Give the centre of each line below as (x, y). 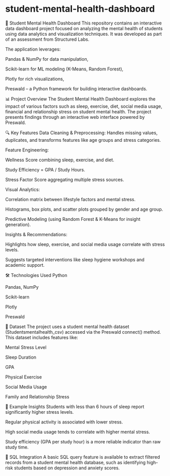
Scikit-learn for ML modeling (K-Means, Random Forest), (64, 69)
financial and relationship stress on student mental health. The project (78, 111)
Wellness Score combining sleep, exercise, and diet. (60, 160)
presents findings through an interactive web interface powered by (75, 117)
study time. (17, 447)
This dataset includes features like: (42, 337)
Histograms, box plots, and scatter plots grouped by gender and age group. (84, 209)
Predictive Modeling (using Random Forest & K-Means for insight (73, 219)
